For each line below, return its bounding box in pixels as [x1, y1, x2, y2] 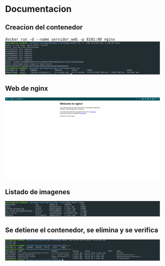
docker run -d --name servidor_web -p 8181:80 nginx [5, 37, 115, 42]
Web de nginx [5, 84, 48, 92]
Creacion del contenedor [5, 23, 83, 31]
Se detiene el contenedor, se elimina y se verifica [5, 226, 159, 235]
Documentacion [5, 3, 72, 15]
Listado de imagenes [5, 188, 70, 196]
